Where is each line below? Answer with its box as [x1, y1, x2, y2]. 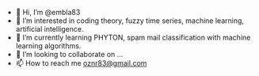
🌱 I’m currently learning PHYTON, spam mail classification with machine [15, 32, 251, 42]
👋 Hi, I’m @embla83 [15, 8, 81, 17]
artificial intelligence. [15, 25, 84, 33]
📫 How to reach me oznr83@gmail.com [15, 59, 147, 67]
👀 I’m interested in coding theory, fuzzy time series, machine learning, [15, 16, 244, 25]
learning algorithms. [15, 41, 82, 51]
